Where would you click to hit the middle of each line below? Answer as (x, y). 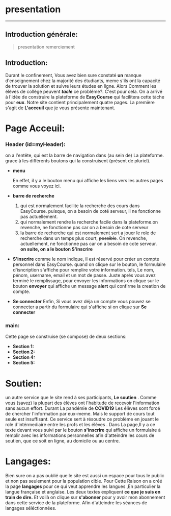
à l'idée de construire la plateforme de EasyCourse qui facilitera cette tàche (85, 97)
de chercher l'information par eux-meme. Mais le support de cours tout (80, 414)
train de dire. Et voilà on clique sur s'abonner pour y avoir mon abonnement (85, 497)
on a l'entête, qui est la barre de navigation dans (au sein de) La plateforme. (85, 155)
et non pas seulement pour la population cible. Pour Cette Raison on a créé (84, 481)
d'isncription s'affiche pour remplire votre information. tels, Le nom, (83, 270)
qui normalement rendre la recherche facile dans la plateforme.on (89, 222)
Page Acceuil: (35, 128)
